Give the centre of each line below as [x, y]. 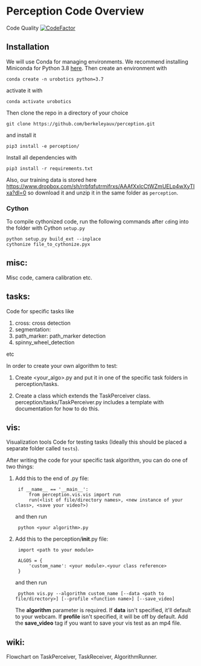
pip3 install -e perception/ [43, 146]
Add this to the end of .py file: [52, 478]
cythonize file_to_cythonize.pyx [48, 245]
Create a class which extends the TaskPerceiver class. [83, 396]
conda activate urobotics [39, 101]
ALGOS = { [30, 561]
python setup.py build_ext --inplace [54, 239]
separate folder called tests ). [43, 448]
